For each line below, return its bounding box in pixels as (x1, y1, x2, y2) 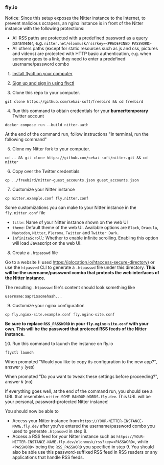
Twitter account (12, 113, 44, 119)
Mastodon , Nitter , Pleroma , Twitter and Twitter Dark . (12, 230, 119, 236)
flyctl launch (5, 350, 34, 355)
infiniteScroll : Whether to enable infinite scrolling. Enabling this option (12, 235, 158, 241)
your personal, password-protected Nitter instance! (5, 399, 109, 405)
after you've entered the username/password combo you (40, 423, 155, 429)
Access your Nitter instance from (12, 418, 79, 424)
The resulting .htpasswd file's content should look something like (5, 285, 136, 291)
